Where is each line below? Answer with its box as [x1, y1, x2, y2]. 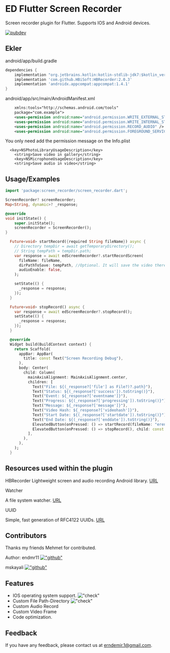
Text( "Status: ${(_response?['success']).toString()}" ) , [32, 389, 155, 394]
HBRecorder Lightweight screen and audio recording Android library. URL [5, 477, 158, 483]
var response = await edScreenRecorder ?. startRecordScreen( [14, 253, 144, 258]
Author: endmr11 [5, 555, 39, 561]
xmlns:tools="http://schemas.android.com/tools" [14, 105, 119, 110]
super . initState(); [14, 221, 56, 226]
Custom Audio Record [12, 603, 59, 609]
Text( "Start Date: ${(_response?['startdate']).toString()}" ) [32, 412, 166, 418]
